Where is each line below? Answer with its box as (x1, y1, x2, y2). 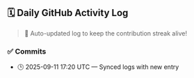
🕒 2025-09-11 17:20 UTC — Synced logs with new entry (17, 63, 179, 71)
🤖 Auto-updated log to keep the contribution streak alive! (24, 29, 188, 38)
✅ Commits (7, 46, 47, 56)
